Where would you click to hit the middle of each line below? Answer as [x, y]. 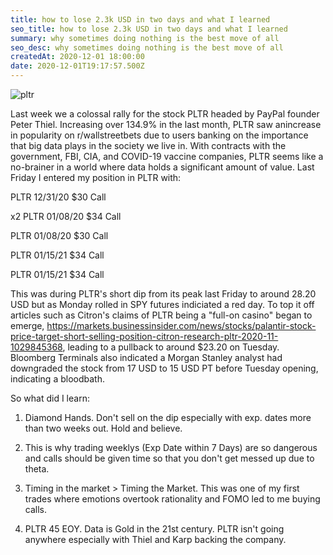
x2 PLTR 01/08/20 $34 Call [66, 216]
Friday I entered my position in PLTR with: [96, 177]
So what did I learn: [50, 398]
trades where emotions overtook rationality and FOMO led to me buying [172, 499]
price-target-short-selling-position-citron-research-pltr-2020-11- [144, 336]
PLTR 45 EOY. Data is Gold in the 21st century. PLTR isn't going [154, 529]
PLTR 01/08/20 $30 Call [59, 235]
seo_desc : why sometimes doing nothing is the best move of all [147, 47]
